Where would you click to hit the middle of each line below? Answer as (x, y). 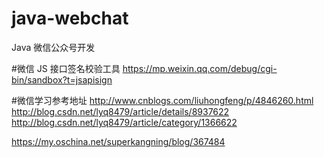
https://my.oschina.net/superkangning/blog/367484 (118, 141)
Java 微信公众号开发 (53, 47)
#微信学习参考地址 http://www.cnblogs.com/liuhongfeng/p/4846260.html (162, 100)
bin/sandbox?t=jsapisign (62, 79)
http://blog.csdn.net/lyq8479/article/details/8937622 (120, 111)
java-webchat (70, 18)
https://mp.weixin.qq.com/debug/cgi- (200, 68)
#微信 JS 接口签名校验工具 (66, 68)
